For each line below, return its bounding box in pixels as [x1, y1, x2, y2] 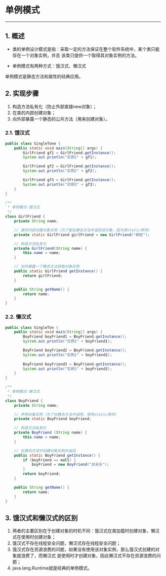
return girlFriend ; [23, 273, 63, 278]
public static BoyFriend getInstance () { [14, 453, 100, 458]
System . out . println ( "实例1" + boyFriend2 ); [23, 352, 113, 358]
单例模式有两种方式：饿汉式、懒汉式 [12, 63, 86, 69]
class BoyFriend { [5, 398, 43, 403]
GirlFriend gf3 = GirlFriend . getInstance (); [23, 177, 116, 183]
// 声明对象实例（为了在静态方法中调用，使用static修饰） [14, 412, 119, 417]
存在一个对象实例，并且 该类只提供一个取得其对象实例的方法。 [12, 52, 139, 58]
